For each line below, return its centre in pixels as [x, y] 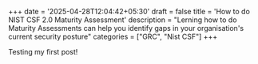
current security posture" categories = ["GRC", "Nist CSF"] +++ [113, 36]
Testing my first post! [43, 52]
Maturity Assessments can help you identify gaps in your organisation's [126, 28]
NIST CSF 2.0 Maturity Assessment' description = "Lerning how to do [123, 20]
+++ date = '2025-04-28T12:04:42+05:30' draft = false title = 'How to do [129, 11]
